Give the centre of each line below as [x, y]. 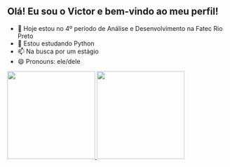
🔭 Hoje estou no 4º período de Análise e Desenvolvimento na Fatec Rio [120, 28]
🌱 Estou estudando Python [56, 43]
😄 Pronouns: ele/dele [49, 61]
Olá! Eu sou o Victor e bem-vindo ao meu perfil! [113, 12]
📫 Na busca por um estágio [58, 51]
